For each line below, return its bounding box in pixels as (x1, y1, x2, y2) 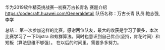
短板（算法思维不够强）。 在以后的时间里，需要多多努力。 (5, 40, 121, 46)
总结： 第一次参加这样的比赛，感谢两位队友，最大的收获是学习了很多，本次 (5, 27, 159, 33)
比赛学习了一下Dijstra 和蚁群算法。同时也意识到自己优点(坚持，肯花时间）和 (5, 34, 160, 39)
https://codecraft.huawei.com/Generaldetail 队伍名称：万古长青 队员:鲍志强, (5, 10, 160, 16)
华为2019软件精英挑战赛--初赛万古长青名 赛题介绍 (5, 4, 108, 10)
